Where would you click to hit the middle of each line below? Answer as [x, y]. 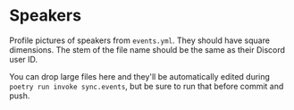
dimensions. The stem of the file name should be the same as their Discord [147, 49]
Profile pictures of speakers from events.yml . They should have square [140, 40]
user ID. [24, 59]
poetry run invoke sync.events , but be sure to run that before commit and [147, 86]
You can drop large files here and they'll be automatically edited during [140, 76]
